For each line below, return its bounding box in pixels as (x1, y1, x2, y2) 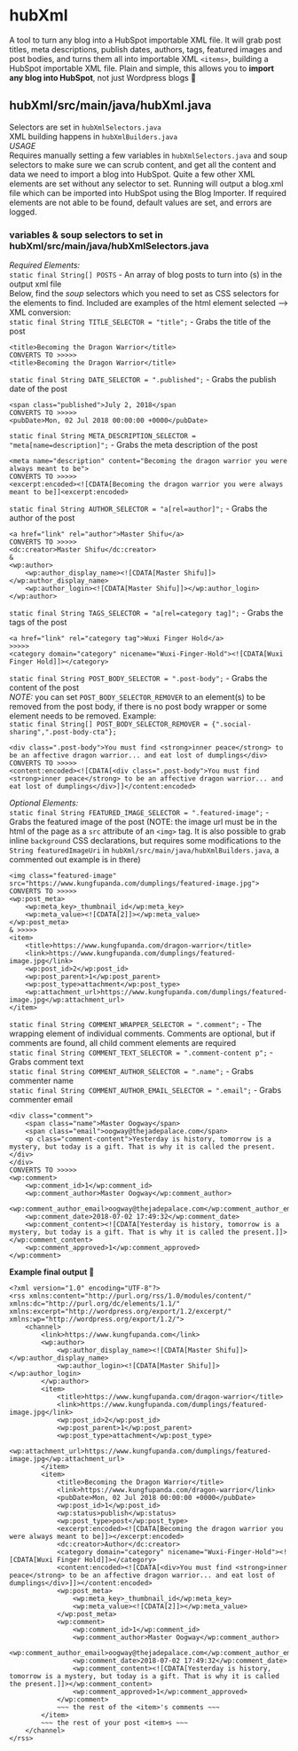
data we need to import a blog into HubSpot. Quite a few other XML (9, 169, 255, 179)
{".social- (211, 720, 252, 729)
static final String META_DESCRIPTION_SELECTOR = (9, 432, 197, 441)
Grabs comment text (9, 1056, 84, 1067)
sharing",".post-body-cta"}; (9, 728, 117, 737)
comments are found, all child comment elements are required (9, 1038, 237, 1048)
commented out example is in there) (9, 854, 141, 865)
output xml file (9, 279, 62, 289)
